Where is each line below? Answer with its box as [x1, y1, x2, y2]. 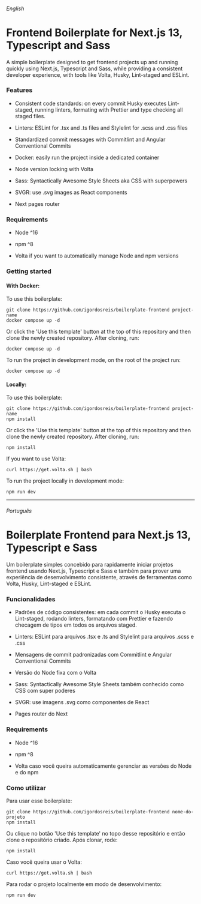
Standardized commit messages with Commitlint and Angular [14, 136, 166, 143]
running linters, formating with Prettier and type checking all [35, 106, 183, 113]
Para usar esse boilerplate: [6, 797, 72, 804]
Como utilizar [6, 783, 46, 792]
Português [6, 507, 32, 514]
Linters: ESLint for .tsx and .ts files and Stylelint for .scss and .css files [14, 124, 188, 131]
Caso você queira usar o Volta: [6, 858, 82, 866]
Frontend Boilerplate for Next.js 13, [6, 26, 182, 39]
